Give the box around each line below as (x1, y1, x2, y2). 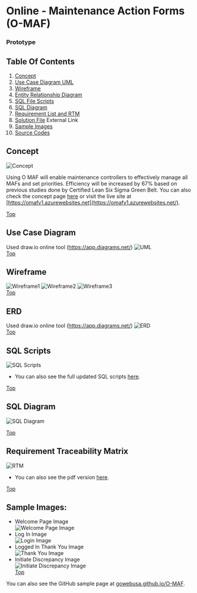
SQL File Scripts (14, 97, 55, 105)
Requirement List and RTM (14, 110, 80, 117)
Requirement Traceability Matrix (6, 446, 129, 456)
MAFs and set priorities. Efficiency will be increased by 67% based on (6, 180, 177, 187)
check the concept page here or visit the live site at (6, 192, 132, 200)
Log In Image (14, 531, 47, 538)
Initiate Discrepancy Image (14, 556, 80, 563)
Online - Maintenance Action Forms (6, 4, 185, 18)
